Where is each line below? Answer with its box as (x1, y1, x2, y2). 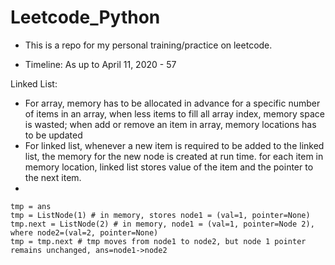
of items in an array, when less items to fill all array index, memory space (24, 107, 325, 120)
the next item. (24, 171, 82, 183)
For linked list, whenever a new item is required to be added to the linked (24, 139, 325, 151)
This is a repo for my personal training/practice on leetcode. (24, 39, 273, 51)
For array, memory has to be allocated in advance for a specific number (24, 97, 321, 109)
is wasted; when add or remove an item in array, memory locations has (24, 118, 317, 130)
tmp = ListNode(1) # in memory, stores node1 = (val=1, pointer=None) (10, 210, 311, 220)
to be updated (24, 129, 83, 141)
